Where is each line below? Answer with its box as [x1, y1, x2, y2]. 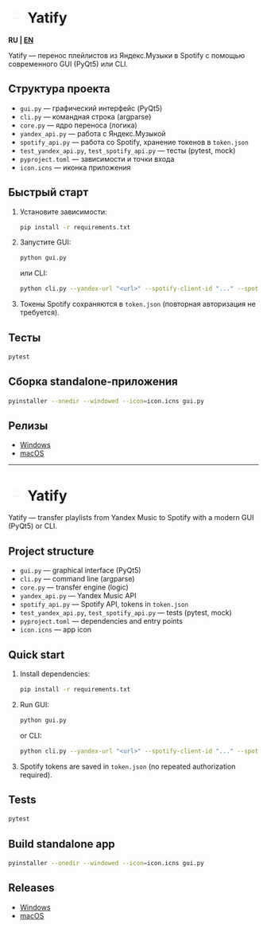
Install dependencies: [19, 668, 91, 679]
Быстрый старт [8, 186, 89, 199]
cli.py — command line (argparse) [19, 574, 135, 584]
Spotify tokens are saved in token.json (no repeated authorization [19, 762, 236, 771]
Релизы [8, 419, 48, 433]
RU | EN [8, 35, 34, 45]
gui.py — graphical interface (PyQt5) [19, 566, 141, 575]
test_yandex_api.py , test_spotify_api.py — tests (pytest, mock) [19, 608, 232, 617]
